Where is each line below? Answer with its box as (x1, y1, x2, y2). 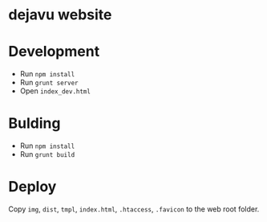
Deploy (8, 178, 57, 196)
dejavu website (8, 6, 112, 24)
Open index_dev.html (19, 86, 91, 96)
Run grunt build (19, 150, 75, 159)
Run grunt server (19, 78, 79, 88)
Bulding (8, 114, 61, 133)
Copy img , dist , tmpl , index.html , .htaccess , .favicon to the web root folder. (8, 204, 260, 214)
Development (8, 43, 100, 61)
